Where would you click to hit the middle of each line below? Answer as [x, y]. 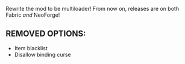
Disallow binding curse [42, 54]
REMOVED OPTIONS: [46, 34]
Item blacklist [31, 48]
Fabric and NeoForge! [33, 15]
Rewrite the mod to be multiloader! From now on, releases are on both [92, 9]
